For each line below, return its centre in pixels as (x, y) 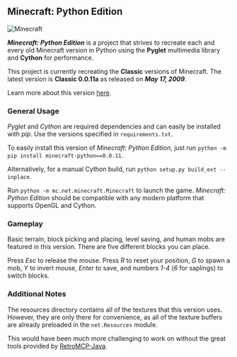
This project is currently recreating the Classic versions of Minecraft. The (114, 71)
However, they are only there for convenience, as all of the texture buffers (115, 317)
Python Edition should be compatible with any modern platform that (106, 198)
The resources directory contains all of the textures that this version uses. (115, 309)
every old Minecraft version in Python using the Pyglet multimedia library (114, 50)
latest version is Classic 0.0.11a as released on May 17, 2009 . (97, 79)
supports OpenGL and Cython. (52, 206)
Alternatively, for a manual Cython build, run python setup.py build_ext (112, 169)
